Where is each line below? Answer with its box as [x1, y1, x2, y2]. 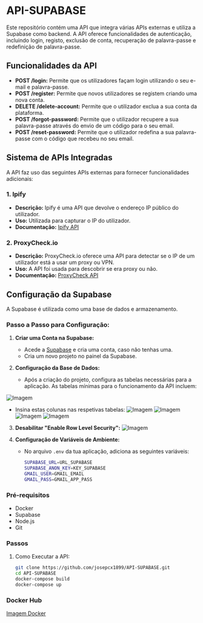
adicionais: [6, 175, 33, 182]
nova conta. [15, 96, 45, 103]
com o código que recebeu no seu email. [32, 135, 135, 142]
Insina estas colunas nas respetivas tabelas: [15, 406, 125, 414]
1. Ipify [6, 190, 26, 199]
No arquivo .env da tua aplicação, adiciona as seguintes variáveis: [24, 448, 190, 455]
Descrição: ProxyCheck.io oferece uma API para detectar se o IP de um [15, 253, 195, 260]
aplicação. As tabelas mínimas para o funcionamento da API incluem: [24, 383, 197, 390]
